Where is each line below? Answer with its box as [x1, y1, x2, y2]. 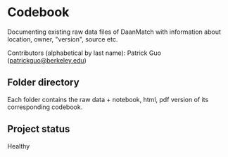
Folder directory [7, 77, 80, 89]
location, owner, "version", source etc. [7, 34, 118, 43]
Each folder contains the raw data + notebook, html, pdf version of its [7, 95, 209, 103]
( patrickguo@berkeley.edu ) [7, 56, 87, 64]
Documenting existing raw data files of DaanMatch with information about [7, 27, 222, 36]
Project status [7, 123, 70, 135]
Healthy [7, 142, 30, 150]
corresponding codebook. [7, 103, 83, 111]
